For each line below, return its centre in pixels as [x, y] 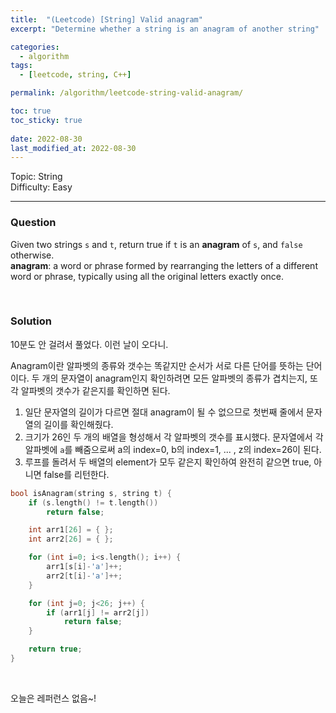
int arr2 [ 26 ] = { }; [71, 539]
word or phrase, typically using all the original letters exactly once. [147, 276]
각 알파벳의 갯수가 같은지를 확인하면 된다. [90, 390]
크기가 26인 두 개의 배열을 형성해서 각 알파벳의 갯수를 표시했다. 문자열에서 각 [174, 437]
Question [33, 223]
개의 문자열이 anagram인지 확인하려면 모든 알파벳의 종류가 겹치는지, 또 [179, 378]
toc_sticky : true [46, 120]
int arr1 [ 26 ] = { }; [71, 530]
